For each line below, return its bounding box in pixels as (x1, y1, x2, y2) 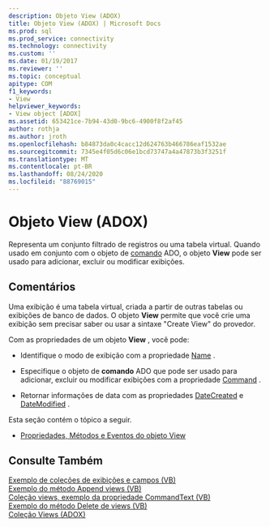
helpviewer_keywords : (8, 102, 82, 110)
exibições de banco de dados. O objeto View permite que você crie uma (8, 310, 251, 320)
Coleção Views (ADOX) (8, 510, 86, 520)
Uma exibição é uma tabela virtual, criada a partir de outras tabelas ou (8, 302, 243, 311)
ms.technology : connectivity (8, 42, 107, 50)
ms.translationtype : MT (8, 155, 89, 163)
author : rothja (8, 125, 60, 133)
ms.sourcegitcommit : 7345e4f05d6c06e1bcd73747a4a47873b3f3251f (8, 148, 227, 156)
